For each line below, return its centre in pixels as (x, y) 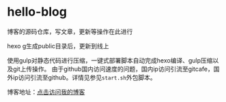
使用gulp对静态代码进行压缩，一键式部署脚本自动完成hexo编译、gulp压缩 (110, 60)
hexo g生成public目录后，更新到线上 (58, 46)
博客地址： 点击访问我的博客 (46, 92)
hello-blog (37, 12)
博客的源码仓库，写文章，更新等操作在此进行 (70, 31)
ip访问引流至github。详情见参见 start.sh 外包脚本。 (84, 77)
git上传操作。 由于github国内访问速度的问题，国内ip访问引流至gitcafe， (113, 69)
